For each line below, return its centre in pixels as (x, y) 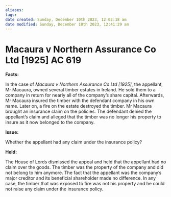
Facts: (12, 75)
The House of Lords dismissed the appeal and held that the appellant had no (86, 162)
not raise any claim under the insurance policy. (54, 189)
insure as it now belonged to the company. (50, 122)
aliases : (15, 10)
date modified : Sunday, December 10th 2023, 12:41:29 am (67, 24)
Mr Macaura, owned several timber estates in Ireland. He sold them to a (80, 90)
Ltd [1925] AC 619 (43, 60)
